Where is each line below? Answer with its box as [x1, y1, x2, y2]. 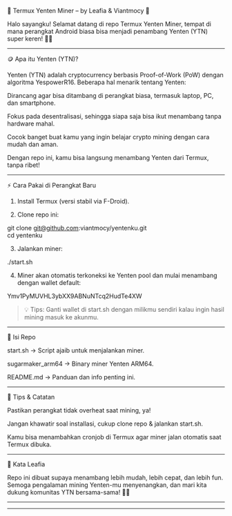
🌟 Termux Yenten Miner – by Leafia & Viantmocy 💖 [7, 7, 150, 14]
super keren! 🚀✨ [7, 34, 53, 43]
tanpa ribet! [7, 161, 40, 169]
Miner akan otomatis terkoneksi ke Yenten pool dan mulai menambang [17, 271, 217, 279]
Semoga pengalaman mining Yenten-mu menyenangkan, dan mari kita [7, 481, 207, 489]
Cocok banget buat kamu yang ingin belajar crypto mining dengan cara [7, 133, 210, 141]
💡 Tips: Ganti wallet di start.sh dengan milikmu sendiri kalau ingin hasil [23, 306, 224, 313]
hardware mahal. [7, 119, 55, 128]
